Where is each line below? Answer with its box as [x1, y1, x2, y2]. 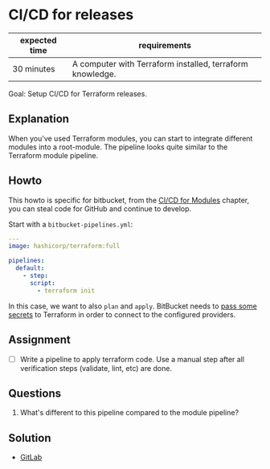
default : [15, 264, 45, 272]
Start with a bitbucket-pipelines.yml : [8, 219, 133, 229]
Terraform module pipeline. [8, 150, 99, 160]
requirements [138, 39, 191, 51]
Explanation [8, 112, 70, 126]
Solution [8, 431, 51, 445]
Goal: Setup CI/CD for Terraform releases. [8, 88, 147, 98]
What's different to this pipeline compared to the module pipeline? [19, 408, 239, 418]
